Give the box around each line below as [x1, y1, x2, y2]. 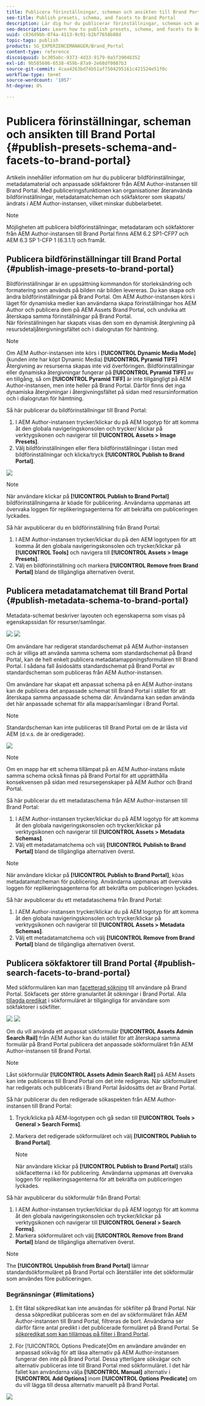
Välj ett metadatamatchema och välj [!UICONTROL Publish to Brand [15, 841, 186, 848]
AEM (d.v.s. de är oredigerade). [6, 730, 85, 738]
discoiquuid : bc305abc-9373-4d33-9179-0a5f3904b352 [6, 54, 140, 61]
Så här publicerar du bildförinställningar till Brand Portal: [6, 406, 148, 413]
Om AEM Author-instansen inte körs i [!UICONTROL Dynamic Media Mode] [6, 349, 196, 357]
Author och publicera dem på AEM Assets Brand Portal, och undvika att [6, 306, 186, 313]
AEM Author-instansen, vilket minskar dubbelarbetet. [29, 199, 163, 207]
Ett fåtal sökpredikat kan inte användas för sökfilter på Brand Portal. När [15, 1304, 196, 1312]
